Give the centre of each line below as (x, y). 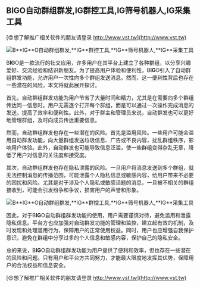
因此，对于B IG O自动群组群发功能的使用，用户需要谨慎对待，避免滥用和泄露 (99, 215)
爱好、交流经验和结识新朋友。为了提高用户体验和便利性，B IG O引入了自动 (96, 70)
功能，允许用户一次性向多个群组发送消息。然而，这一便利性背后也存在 (108, 77)
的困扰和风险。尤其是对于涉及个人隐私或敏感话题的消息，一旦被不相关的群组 (100, 182)
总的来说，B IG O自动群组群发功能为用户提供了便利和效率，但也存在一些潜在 (99, 250)
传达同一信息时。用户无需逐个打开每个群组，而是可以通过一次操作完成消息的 (100, 105)
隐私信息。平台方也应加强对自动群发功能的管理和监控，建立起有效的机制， (97, 223)
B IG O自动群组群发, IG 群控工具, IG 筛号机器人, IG (90, 11)
